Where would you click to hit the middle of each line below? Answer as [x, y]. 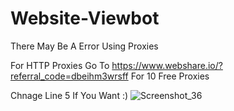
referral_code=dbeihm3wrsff [69, 76]
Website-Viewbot [85, 18]
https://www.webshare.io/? [167, 65]
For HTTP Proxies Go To [60, 65]
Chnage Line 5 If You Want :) [69, 95]
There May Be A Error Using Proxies [84, 46]
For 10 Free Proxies [170, 76]
